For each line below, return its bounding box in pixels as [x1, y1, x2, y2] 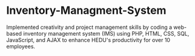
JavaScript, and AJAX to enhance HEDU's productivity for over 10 [6, 36, 171, 43]
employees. [6, 43, 35, 50]
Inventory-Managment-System [6, 4, 167, 17]
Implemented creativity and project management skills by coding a [6, 23, 173, 31]
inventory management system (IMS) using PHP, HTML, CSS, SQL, [23, 30, 190, 37]
